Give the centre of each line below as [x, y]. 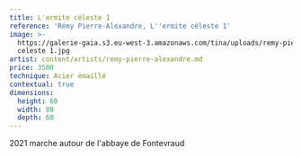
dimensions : [31, 92]
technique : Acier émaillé [58, 76]
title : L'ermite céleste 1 [60, 17]
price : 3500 [31, 68]
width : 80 [36, 109]
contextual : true [42, 84]
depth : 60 [36, 118]
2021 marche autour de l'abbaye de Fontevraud [97, 144]
